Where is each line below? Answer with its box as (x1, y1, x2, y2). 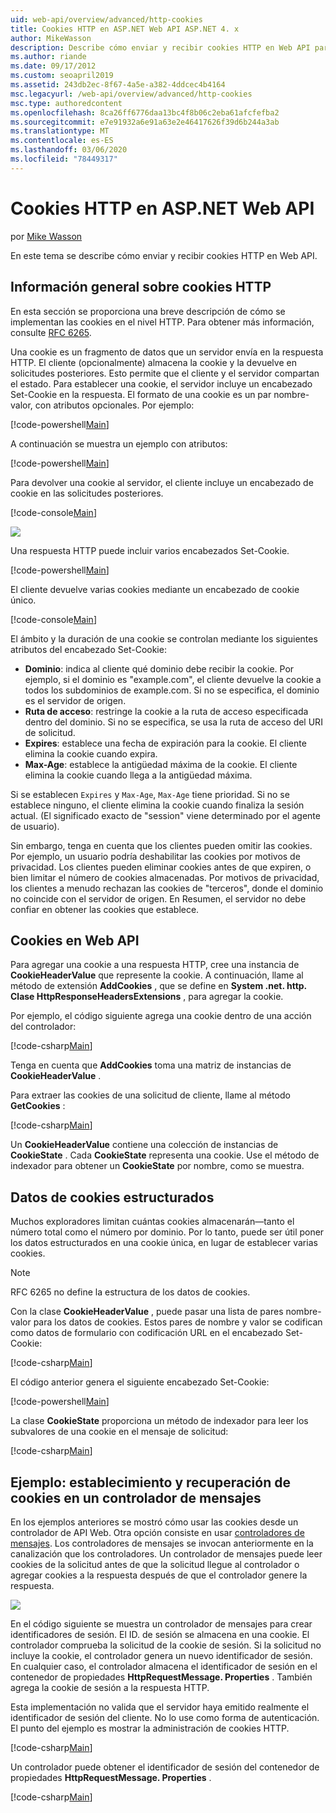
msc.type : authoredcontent (10, 98, 123, 108)
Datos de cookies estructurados (10, 1189, 215, 1206)
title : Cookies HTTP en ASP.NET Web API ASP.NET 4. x (10, 24, 240, 34)
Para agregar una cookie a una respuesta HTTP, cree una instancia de (10, 959, 300, 971)
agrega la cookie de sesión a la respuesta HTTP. (10, 1681, 210, 1693)
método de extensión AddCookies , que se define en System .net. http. (10, 980, 307, 992)
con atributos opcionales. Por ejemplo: (34, 399, 195, 411)
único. (10, 594, 37, 606)
